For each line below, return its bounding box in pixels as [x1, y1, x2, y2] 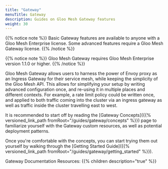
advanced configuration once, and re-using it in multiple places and [5, 86, 145, 93]
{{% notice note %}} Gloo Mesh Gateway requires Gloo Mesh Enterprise [5, 56, 154, 62]
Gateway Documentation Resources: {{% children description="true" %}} [5, 158, 157, 164]
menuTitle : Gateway [5, 12, 46, 17]
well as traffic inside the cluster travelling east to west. [5, 102, 118, 108]
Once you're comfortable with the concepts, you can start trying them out [5, 138, 158, 144]
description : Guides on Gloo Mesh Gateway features [5, 17, 115, 22]
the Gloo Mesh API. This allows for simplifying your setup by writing [5, 81, 145, 87]
